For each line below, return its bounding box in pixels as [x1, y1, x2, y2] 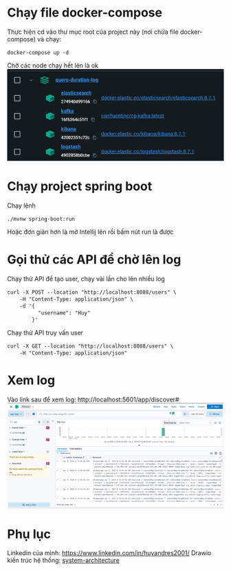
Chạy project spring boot [7, 179, 153, 194]
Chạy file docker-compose [7, 5, 163, 21]
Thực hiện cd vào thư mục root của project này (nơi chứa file [7, 28, 179, 36]
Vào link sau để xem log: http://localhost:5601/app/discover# [7, 395, 179, 403]
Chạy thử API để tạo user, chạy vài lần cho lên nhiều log [7, 274, 165, 283]
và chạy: [37, 34, 62, 43]
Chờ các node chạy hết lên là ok [7, 61, 98, 70]
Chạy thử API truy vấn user [7, 328, 84, 337]
